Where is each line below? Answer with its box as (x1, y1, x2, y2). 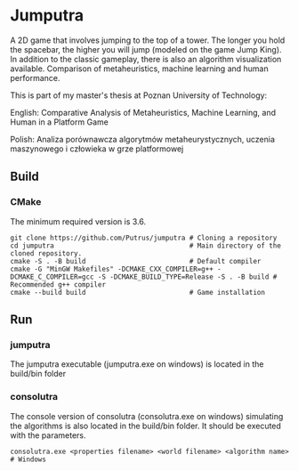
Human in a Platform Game (10, 117, 109, 127)
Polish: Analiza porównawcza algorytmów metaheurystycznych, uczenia (10, 134, 275, 144)
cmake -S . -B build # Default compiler (10, 256, 262, 265)
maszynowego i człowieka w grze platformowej (10, 143, 184, 154)
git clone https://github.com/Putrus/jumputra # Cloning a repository (10, 233, 278, 242)
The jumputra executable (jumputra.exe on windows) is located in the (10, 359, 264, 369)
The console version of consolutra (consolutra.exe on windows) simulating (10, 410, 284, 421)
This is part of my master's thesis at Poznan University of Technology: (10, 90, 268, 101)
